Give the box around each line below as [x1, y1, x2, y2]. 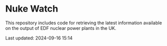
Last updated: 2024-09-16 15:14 [5, 35, 73, 41]
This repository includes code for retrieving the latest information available [5, 20, 162, 26]
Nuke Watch [5, 3, 59, 15]
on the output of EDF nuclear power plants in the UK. [5, 25, 116, 31]
